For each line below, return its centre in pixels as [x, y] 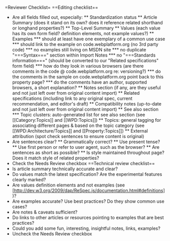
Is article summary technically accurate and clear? [65, 169]
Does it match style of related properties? [56, 158]
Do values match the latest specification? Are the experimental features [87, 174]
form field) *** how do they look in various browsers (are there [78, 66]
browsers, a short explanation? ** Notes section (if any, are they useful [87, 88]
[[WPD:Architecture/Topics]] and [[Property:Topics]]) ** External [80, 131]
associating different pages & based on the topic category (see [78, 125]
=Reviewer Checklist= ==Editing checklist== [52, 7]
